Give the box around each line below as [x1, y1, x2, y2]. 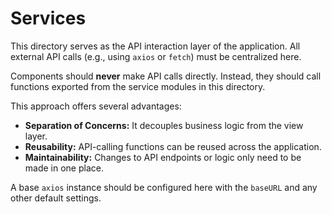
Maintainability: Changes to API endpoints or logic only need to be [24, 151, 302, 163]
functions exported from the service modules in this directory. [10, 80, 266, 92]
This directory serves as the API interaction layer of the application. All [10, 40, 301, 52]
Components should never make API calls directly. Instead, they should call [10, 70, 322, 82]
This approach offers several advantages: [10, 100, 182, 112]
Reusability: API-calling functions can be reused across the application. [24, 140, 322, 152]
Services [10, 7, 87, 30]
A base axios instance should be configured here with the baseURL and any [10, 181, 318, 193]
